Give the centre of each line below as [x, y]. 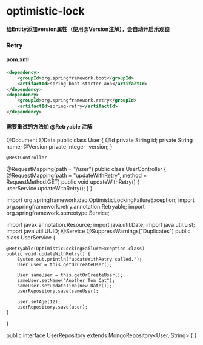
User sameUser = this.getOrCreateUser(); [70, 275]
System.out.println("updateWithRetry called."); [80, 260]
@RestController [27, 158]
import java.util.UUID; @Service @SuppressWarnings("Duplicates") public [98, 231]
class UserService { [31, 238]
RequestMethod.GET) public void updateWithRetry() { [73, 182]
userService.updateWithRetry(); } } [49, 189]
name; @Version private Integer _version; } [60, 147]
